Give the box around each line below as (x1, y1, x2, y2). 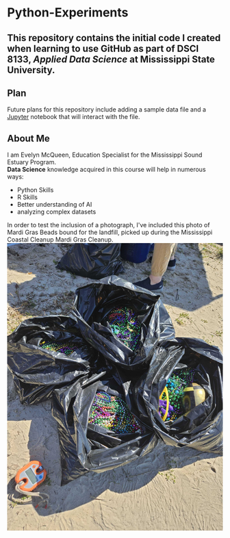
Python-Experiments (7, 5, 129, 21)
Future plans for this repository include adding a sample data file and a (7, 105, 207, 114)
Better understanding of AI (16, 201, 92, 209)
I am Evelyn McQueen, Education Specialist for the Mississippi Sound (7, 151, 203, 159)
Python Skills (16, 186, 54, 194)
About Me (7, 132, 50, 144)
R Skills (16, 193, 38, 201)
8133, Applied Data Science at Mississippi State (7, 53, 216, 65)
